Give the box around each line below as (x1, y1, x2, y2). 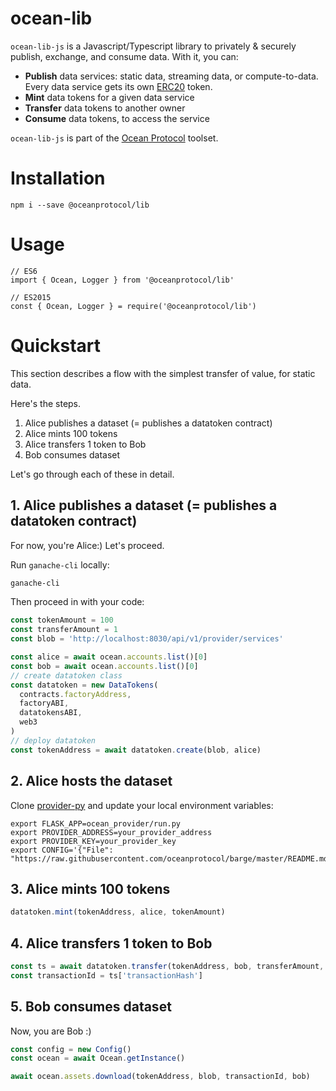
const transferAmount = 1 (10, 625, 118, 635)
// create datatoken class (10, 670, 123, 681)
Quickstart (10, 335, 102, 357)
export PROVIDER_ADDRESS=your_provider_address (10, 827, 213, 837)
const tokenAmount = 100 (10, 615, 114, 626)
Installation (10, 167, 106, 190)
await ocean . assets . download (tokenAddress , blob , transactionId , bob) (10, 1072, 311, 1082)
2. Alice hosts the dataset (10, 773, 173, 790)
